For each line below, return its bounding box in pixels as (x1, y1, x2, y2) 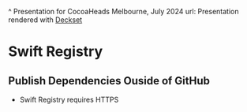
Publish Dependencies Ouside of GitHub (8, 74, 211, 88)
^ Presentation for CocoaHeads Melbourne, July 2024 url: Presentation (8, 7, 239, 16)
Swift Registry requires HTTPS (19, 95, 119, 104)
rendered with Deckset (8, 15, 83, 24)
